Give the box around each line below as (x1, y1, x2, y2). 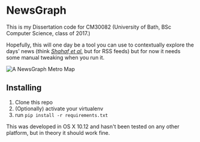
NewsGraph (6, 4, 67, 17)
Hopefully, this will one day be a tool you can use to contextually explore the (6, 41, 195, 48)
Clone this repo (14, 98, 53, 106)
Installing (6, 83, 42, 93)
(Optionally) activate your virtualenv (14, 105, 104, 112)
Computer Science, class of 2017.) (6, 29, 91, 36)
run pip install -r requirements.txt (14, 111, 108, 118)
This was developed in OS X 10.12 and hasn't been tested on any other (6, 123, 180, 130)
